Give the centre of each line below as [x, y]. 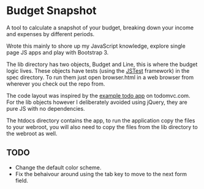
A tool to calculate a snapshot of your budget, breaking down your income [100, 28]
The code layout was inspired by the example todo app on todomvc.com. [98, 95]
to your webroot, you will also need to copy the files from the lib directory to [102, 127]
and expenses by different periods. [51, 34]
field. [22, 180]
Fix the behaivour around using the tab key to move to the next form [101, 174]
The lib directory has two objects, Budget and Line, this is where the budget [102, 64]
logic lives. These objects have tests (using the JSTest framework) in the [98, 70]
